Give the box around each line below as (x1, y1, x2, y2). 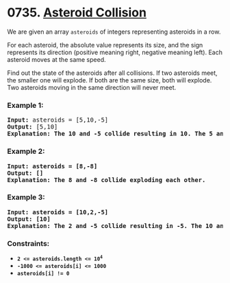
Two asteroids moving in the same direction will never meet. (7, 83, 177, 91)
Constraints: (7, 238, 50, 248)
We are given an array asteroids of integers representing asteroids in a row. (7, 27, 221, 36)
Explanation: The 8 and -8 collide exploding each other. (7, 176, 206, 183)
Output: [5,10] (7, 123, 58, 131)
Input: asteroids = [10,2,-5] (7, 208, 109, 216)
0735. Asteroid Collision (7, 5, 147, 21)
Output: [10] (7, 215, 51, 223)
